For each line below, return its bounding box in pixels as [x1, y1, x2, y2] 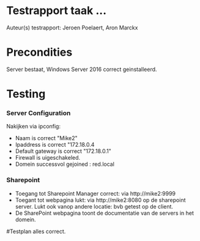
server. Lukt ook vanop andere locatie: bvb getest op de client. [15, 202, 173, 210]
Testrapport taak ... [6, 4, 107, 18]
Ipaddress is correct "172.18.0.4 [15, 141, 95, 149]
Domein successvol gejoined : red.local [15, 160, 115, 168]
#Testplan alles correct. [6, 228, 66, 235]
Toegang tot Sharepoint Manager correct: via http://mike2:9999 [15, 190, 176, 197]
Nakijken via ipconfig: [6, 123, 61, 130]
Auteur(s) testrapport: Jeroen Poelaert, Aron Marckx [6, 24, 138, 31]
